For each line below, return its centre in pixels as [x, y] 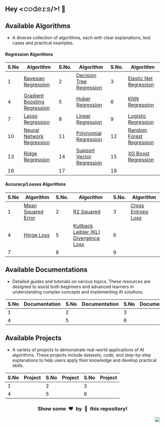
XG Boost [139, 154]
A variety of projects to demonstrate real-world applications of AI [78, 350]
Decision [86, 75]
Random [137, 130]
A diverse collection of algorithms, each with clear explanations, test [81, 38]
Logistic [137, 116]
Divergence [86, 238]
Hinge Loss [37, 235]
